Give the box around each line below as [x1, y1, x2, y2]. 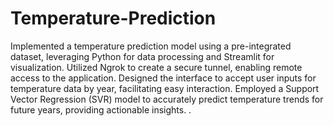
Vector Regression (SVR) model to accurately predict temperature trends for [10, 93, 324, 105]
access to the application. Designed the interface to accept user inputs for [10, 72, 317, 84]
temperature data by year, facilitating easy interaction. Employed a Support [10, 82, 320, 94]
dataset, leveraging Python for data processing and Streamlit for [10, 50, 275, 62]
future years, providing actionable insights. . [10, 103, 192, 116]
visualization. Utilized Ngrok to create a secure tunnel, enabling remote [10, 61, 303, 73]
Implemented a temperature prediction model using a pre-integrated [10, 40, 292, 52]
